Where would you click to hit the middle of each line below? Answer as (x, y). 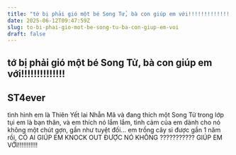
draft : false (27, 34)
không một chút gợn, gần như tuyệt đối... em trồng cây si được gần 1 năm (114, 130)
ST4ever (27, 98)
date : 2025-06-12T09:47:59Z (49, 21)
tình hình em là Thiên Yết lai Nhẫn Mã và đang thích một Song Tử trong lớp (116, 115)
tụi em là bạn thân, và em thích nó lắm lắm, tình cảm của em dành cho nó (114, 122)
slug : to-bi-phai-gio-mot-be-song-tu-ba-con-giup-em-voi (93, 27)
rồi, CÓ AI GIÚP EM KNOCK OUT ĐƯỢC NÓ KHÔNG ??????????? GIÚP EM (115, 138)
